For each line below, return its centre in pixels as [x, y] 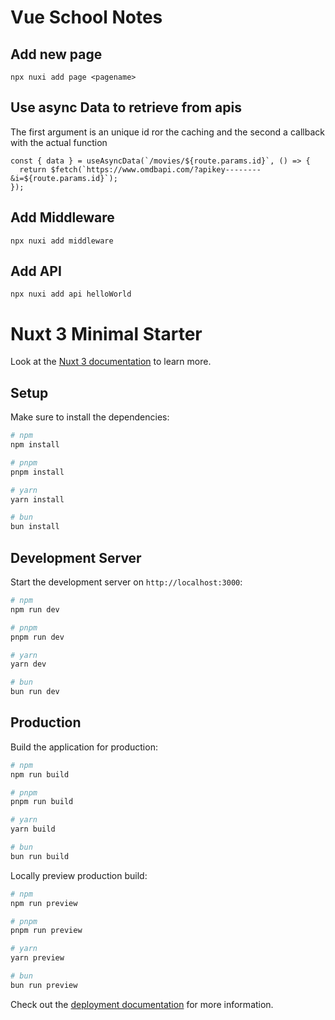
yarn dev [28, 664]
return [33, 169]
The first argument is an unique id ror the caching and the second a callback [167, 132]
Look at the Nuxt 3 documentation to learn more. [111, 362]
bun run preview [44, 985]
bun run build [40, 856]
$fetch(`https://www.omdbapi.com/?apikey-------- [156, 169]
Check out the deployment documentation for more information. [142, 1004]
